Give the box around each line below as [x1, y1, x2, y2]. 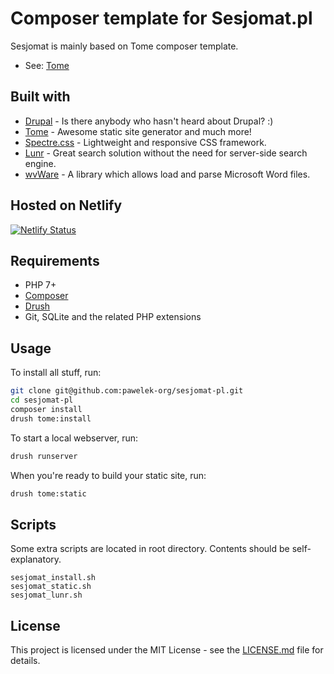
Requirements [10, 252, 100, 269]
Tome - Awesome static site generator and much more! [24, 125, 252, 137]
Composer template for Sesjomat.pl [10, 7, 313, 30]
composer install [10, 404, 83, 414]
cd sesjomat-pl [10, 395, 74, 406]
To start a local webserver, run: [10, 432, 139, 444]
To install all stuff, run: [10, 367, 102, 379]
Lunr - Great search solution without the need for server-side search [24, 147, 308, 159]
